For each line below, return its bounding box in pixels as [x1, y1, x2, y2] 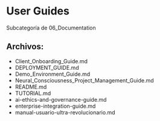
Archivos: [6, 42, 44, 52]
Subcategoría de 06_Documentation [6, 24, 97, 31]
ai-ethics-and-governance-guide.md [14, 96, 107, 103]
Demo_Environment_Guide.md [14, 70, 91, 78]
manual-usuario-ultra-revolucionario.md [14, 108, 116, 116]
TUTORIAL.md [14, 89, 51, 97]
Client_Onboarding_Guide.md [14, 57, 88, 64]
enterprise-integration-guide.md [14, 102, 96, 110]
